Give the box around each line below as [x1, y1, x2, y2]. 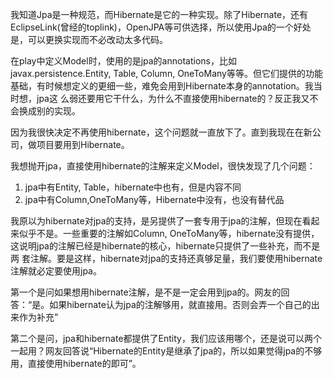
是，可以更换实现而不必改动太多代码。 [10, 34, 168, 45]
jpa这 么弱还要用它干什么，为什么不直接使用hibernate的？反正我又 [36, 93, 310, 104]
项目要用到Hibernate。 [36, 139, 130, 150]
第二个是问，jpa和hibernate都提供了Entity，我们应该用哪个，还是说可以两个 [10, 333, 322, 344]
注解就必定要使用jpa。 [10, 265, 102, 277]
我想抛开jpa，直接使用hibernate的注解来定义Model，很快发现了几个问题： [10, 160, 316, 172]
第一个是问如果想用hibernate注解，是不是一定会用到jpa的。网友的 [10, 286, 282, 298]
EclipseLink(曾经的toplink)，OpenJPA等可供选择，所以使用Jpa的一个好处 [10, 21, 312, 33]
